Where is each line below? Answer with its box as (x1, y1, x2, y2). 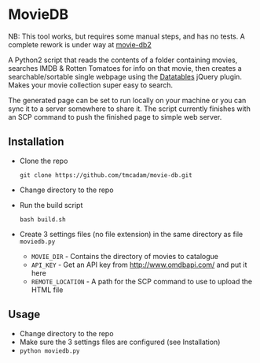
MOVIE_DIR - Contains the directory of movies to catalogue (31, 251, 218, 261)
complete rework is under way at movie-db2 (8, 39, 152, 49)
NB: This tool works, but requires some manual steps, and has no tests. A (8, 31, 245, 41)
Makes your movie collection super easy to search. (8, 80, 174, 90)
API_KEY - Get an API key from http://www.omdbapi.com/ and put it (31, 260, 247, 269)
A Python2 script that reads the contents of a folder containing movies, (8, 55, 238, 65)
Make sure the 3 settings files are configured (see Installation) (19, 337, 221, 346)
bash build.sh (19, 215, 66, 224)
